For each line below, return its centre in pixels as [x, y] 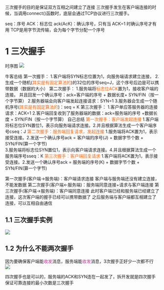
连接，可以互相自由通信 [29, 203]
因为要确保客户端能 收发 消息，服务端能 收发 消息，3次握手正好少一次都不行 [79, 261]
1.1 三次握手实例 [29, 220]
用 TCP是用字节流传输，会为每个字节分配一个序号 [55, 30]
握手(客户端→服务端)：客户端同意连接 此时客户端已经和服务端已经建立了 [86, 191]
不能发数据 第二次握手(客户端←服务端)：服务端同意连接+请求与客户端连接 [79, 185]
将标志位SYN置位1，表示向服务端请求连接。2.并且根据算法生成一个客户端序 [81, 125]
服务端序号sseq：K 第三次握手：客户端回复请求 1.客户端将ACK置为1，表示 [80, 156]
